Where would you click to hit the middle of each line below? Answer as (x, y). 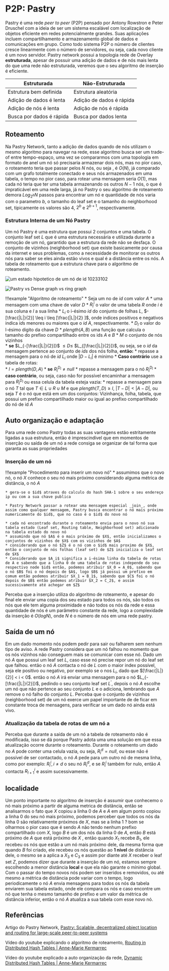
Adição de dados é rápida (104, 100)
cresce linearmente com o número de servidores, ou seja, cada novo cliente (84, 49)
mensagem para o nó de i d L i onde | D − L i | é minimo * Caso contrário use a (84, 357)
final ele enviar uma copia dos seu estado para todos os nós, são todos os (82, 600)
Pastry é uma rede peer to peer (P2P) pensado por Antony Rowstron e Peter (84, 23)
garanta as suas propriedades (36, 449)
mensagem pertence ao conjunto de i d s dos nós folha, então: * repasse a (82, 351)
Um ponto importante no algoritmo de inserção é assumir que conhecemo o (84, 801)
